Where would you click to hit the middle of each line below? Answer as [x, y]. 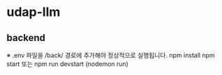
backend [26, 38]
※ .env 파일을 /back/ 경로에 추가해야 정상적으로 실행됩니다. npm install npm [111, 55]
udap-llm [34, 12]
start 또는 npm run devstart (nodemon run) [67, 64]
